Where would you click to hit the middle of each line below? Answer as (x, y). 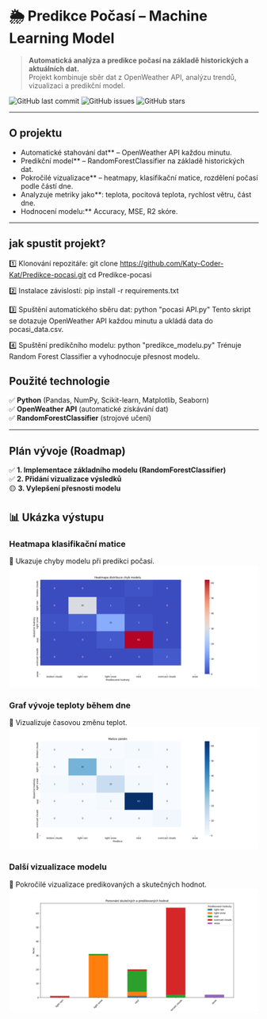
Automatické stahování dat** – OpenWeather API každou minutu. (126, 152)
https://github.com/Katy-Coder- (172, 263)
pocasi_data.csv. (36, 329)
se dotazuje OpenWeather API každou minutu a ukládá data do (111, 321)
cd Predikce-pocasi (120, 274)
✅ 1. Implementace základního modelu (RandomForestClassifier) (118, 470)
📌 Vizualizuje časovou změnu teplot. (68, 723)
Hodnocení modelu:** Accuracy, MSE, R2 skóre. (99, 211)
